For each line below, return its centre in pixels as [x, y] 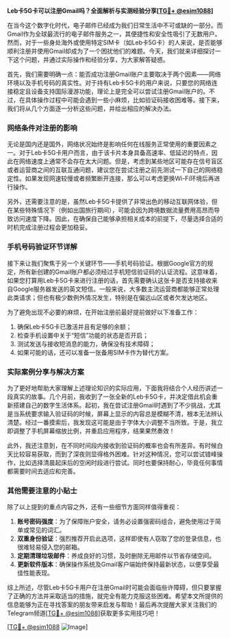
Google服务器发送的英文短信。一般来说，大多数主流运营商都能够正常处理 [116, 289]
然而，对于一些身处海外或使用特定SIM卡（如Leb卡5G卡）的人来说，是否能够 [115, 43]
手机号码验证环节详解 [42, 247]
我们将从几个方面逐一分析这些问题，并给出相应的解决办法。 [91, 108]
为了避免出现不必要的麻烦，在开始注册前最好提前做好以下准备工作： [103, 312]
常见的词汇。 [47, 530]
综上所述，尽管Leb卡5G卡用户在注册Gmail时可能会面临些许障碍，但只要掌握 [114, 588]
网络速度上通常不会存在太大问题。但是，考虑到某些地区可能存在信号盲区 [121, 161]
